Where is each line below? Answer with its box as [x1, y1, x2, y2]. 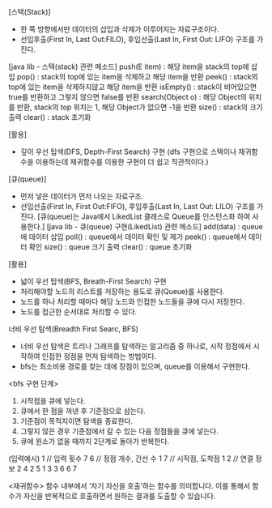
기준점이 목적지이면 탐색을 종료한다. [19, 416, 134, 425]
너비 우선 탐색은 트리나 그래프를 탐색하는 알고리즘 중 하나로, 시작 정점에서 [19, 341, 252, 351]
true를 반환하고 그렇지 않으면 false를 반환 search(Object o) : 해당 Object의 [8, 92, 247, 101]
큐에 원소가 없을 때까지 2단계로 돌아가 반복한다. [19, 437, 170, 446]
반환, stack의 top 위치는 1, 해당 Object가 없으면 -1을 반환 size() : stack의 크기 [16, 102, 263, 112]
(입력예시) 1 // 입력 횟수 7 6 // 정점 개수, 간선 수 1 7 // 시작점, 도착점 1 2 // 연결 [8, 454, 253, 463]
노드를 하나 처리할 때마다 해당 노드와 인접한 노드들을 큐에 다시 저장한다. [19, 297, 245, 306]
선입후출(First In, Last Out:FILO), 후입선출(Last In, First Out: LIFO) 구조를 [19, 35, 255, 44]
